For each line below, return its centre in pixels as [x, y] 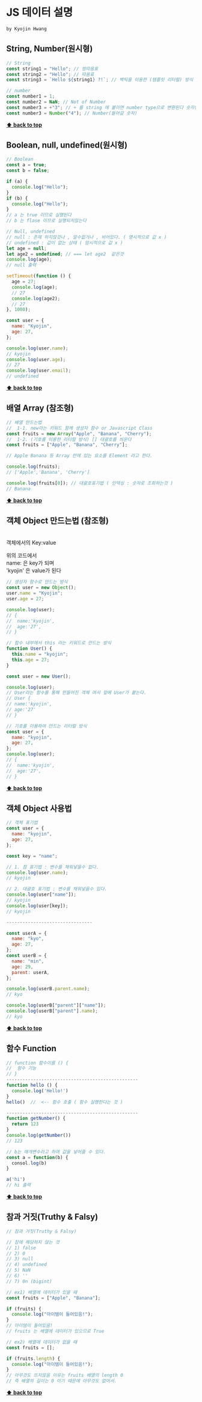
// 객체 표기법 [22, 823]
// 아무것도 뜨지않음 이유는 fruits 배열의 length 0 [65, 1375]
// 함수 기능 [21, 1068]
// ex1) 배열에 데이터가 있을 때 [42, 1292]
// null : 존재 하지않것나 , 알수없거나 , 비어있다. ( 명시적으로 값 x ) [87, 237]
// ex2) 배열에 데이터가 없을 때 [42, 1342]
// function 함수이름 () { [38, 1063]
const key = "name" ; [32, 856]
